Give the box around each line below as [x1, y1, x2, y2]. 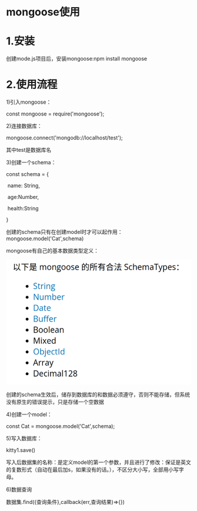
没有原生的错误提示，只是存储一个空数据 [6, 398, 104, 405]
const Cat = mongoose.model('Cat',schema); [6, 422, 115, 430]
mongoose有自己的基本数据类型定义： [6, 247, 99, 254]
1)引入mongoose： [6, 98, 52, 106]
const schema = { [6, 171, 49, 178]
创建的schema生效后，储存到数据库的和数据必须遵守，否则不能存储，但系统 [6, 391, 190, 398]
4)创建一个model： [6, 410, 52, 418]
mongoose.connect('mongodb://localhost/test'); [6, 134, 123, 141]
